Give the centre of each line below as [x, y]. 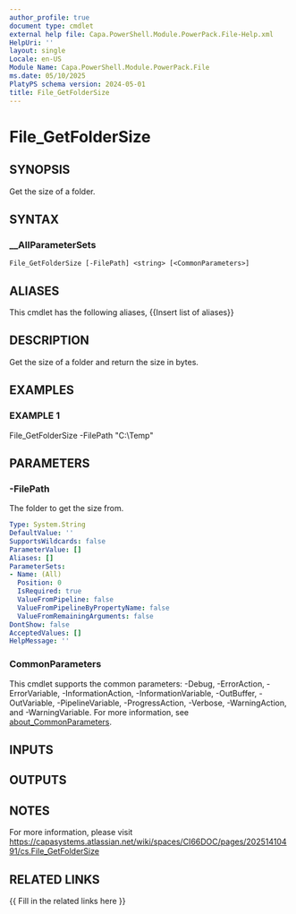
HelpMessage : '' [39, 641]
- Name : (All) [36, 575]
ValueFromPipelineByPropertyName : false [93, 608]
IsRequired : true [50, 592]
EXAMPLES [42, 390]
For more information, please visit [71, 833]
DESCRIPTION [49, 341]
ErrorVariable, [35, 693]
